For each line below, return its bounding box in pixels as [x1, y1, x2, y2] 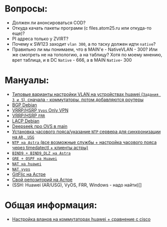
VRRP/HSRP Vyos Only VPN [12, 107, 69, 113]
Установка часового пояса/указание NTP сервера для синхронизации [12, 129, 161, 135]
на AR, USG [12, 134, 35, 140]
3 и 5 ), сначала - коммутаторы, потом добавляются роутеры [12, 96, 144, 102]
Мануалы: [5, 75, 49, 86]
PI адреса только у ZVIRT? [12, 36, 69, 42]
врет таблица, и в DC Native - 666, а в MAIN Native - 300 [12, 57, 132, 63]
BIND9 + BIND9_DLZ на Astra [12, 151, 71, 156]
